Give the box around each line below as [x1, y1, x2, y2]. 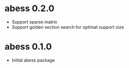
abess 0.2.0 [4, 3, 55, 14]
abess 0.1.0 [4, 41, 52, 52]
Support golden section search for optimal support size [11, 24, 124, 30]
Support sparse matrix [11, 19, 58, 25]
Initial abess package [11, 57, 55, 63]
